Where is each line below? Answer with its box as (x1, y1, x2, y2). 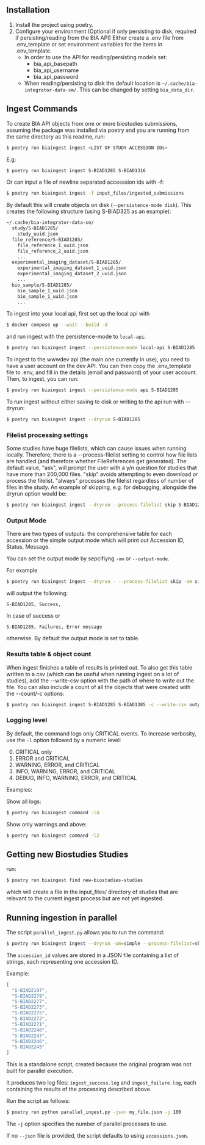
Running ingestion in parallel (6, 912, 118, 923)
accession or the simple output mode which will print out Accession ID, (6, 536, 185, 544)
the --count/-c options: (6, 690, 65, 697)
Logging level (6, 716, 48, 724)
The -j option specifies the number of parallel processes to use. (6, 1120, 168, 1128)
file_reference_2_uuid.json (17, 248, 88, 254)
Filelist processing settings (6, 430, 88, 439)
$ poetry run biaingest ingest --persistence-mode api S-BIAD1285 (6, 387, 179, 393)
